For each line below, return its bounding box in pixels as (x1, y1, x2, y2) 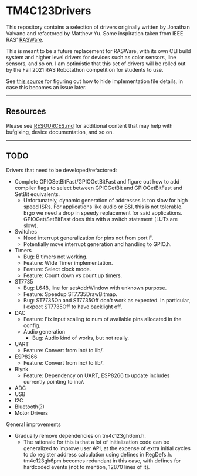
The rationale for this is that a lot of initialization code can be (23, 438, 170, 445)
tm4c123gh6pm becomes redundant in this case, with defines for (23, 457, 181, 464)
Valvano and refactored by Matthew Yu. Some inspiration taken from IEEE (6, 29, 184, 36)
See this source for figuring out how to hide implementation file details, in (6, 78, 184, 85)
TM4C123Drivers (6, 4, 91, 18)
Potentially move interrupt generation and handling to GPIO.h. (23, 240, 172, 248)
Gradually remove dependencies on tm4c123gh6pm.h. (14, 432, 147, 439)
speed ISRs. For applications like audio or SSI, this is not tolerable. (23, 203, 183, 210)
